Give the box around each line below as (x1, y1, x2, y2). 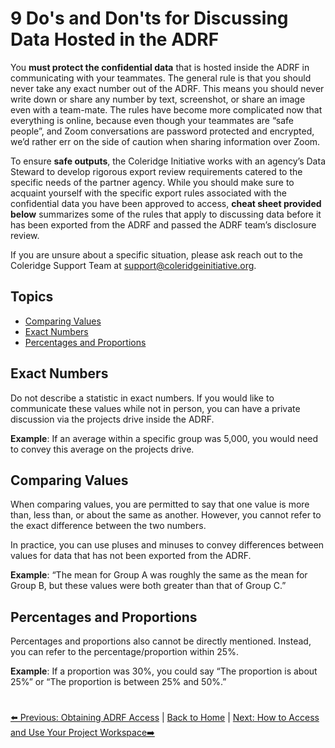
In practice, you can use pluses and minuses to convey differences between (10, 539, 325, 551)
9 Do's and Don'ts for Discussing (10, 7, 289, 30)
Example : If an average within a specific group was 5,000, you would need (10, 432, 319, 444)
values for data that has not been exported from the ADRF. (10, 550, 252, 562)
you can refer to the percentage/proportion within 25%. (10, 646, 239, 658)
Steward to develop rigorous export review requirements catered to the (10, 165, 303, 177)
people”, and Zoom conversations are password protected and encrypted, (10, 125, 315, 137)
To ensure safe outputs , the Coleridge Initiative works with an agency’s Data (10, 155, 326, 167)
